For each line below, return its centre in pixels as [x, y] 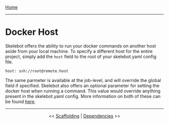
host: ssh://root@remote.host [37, 71]
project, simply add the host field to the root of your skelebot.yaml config [81, 56]
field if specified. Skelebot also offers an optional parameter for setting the [82, 85]
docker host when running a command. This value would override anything [83, 91]
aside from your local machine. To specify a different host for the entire [79, 51]
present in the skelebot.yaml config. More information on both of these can [83, 96]
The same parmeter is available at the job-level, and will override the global [83, 80]
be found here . [21, 101]
